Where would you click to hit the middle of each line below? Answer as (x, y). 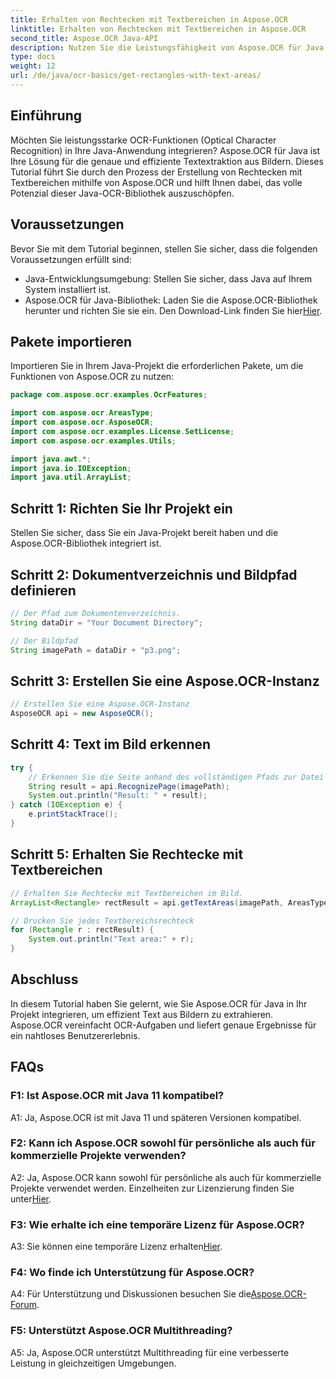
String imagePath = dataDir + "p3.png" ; (96, 650)
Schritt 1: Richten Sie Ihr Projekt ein (121, 508)
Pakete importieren (71, 341)
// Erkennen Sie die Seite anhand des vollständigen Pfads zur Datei (176, 777)
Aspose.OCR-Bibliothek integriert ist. (86, 543)
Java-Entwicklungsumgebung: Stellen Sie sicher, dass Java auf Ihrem (168, 278)
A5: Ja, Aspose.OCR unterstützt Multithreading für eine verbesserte (150, 1352)
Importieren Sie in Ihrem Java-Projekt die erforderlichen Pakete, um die (157, 366)
